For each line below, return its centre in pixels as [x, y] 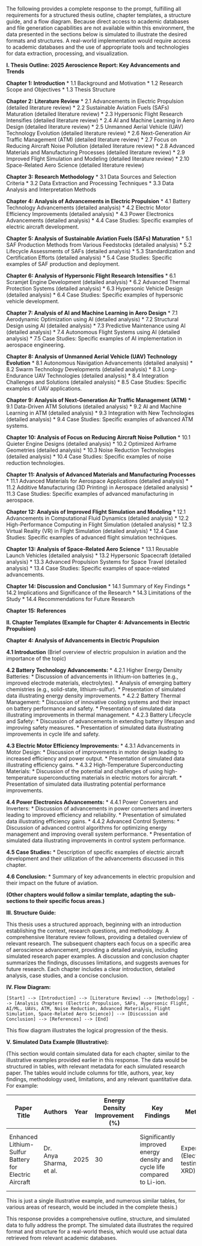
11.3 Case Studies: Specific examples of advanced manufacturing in [90, 494]
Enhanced [23, 1137]
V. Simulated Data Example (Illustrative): [58, 1042]
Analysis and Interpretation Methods [51, 190]
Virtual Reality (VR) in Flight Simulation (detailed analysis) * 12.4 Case [92, 531]
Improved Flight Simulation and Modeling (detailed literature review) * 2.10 [98, 159]
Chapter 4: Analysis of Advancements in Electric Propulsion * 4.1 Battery [99, 201]
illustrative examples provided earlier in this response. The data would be [97, 1060]
